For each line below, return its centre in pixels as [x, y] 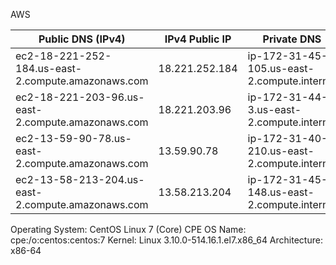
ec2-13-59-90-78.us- [73, 138]
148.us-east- [281, 192]
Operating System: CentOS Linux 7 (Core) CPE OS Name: [128, 229]
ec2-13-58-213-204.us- [80, 179]
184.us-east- [49, 68]
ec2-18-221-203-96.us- [80, 97]
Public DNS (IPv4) [82, 39]
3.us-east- [274, 109]
